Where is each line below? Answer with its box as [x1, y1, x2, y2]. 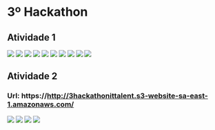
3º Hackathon [7, 4, 88, 20]
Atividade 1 [7, 32, 56, 43]
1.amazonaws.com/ [7, 100, 74, 109]
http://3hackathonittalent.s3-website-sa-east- [47, 91, 208, 100]
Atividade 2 [7, 70, 58, 83]
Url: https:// [7, 91, 48, 100]
